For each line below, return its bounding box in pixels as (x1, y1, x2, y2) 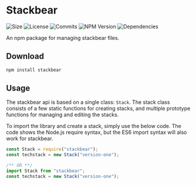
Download (6, 51, 44, 62)
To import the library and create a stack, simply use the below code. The (6, 123, 182, 130)
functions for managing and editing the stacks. (6, 111, 119, 118)
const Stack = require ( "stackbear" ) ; (6, 146, 99, 153)
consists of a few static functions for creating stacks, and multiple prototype (6, 105, 191, 112)
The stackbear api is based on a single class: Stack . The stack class (6, 99, 170, 106)
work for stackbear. (6, 135, 53, 142)
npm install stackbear (6, 67, 62, 73)
